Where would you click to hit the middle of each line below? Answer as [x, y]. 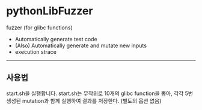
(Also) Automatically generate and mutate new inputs [81, 45]
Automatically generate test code [56, 39]
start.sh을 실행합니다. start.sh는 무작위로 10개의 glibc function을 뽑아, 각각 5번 [100, 93]
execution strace [36, 51]
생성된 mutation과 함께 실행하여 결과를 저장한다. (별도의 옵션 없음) [84, 100]
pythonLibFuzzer [50, 11]
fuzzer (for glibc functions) [40, 27]
